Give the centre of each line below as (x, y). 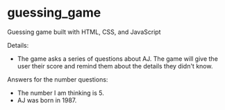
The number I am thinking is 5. (60, 93)
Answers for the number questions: (58, 79)
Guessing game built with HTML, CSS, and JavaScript (84, 32)
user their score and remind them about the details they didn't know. (115, 66)
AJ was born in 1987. (47, 100)
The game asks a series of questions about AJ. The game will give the (118, 58)
